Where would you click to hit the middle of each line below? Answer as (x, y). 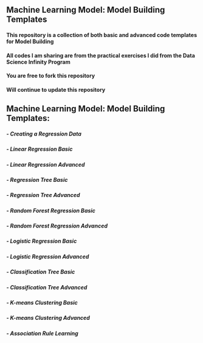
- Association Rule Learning (43, 333)
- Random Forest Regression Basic (51, 210)
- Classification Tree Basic (41, 272)
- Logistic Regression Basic (42, 241)
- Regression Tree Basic (37, 179)
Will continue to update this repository (56, 89)
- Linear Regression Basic (40, 149)
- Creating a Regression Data (44, 134)
